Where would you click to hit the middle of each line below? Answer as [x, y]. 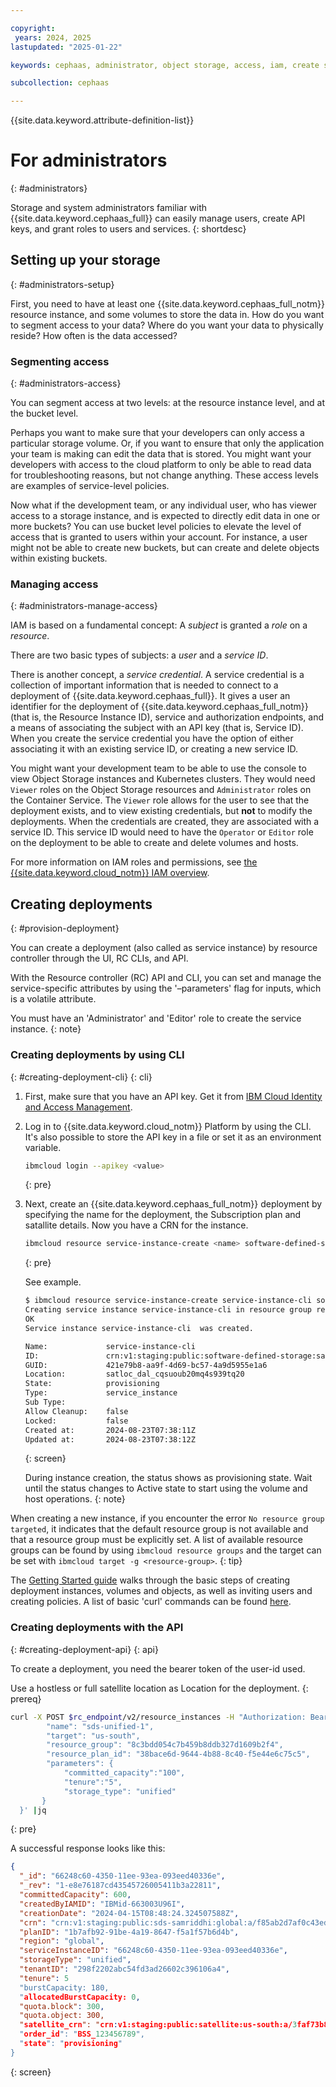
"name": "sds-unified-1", [100, 1726]
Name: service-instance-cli [110, 1346]
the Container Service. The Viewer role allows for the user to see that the [160, 800]
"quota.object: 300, [62, 2016]
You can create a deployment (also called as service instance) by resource [164, 948]
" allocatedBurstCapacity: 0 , [80, 1997]
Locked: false [76, 1421]
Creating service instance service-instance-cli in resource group [168, 1310]
